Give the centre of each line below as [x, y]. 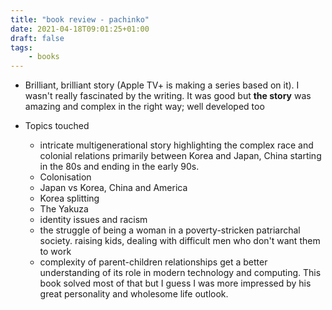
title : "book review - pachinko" [80, 19]
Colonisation [65, 177]
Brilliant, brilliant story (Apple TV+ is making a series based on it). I [162, 85]
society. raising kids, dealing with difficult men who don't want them [180, 241]
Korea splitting [69, 198]
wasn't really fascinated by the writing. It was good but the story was [168, 96]
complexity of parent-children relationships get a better [153, 262]
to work [55, 252]
